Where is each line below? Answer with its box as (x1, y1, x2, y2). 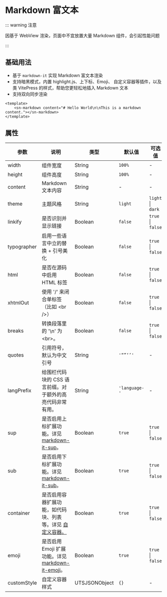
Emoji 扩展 (41, 545, 66, 552)
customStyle (7, 579, 37, 586)
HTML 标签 (41, 279, 68, 286)
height (7, 171, 23, 178)
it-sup (41, 444, 57, 451)
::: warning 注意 (5, 22, 37, 28)
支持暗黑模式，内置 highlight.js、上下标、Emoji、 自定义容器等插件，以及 (12, 78, 162, 85)
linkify (7, 218, 22, 225)
